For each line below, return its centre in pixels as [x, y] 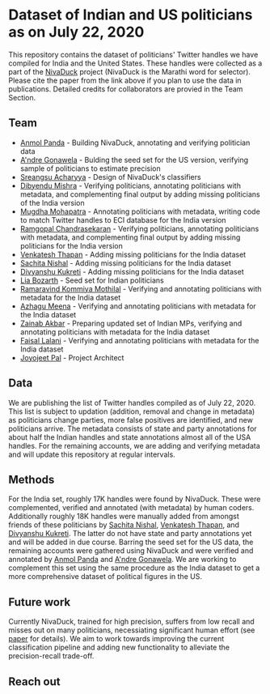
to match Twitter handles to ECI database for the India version [123, 219]
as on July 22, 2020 [76, 32]
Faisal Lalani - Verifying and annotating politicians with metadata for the [139, 340]
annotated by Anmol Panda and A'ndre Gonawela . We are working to [122, 560]
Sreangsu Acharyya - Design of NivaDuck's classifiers [110, 177]
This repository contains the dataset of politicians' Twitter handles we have [133, 54]
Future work [40, 602]
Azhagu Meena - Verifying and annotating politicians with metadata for [138, 306]
